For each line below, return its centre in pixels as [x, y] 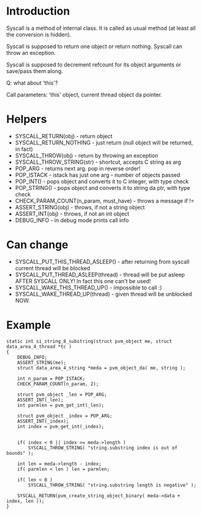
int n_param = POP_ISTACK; [51, 379]
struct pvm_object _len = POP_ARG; [62, 394]
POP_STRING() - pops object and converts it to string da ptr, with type [103, 187]
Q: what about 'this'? [32, 83]
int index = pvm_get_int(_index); [61, 426]
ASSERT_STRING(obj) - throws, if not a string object [80, 207]
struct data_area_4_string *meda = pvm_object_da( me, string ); [102, 368]
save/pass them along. [35, 71]
